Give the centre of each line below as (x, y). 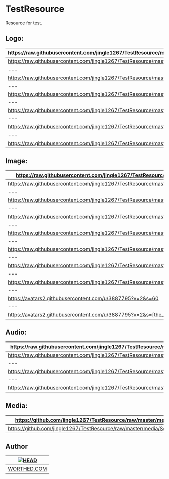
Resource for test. (24, 23)
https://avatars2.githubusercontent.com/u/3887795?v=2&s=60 (83, 298)
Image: (16, 161)
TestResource (35, 9)
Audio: (16, 332)
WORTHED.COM (27, 469)
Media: (16, 406)
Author (16, 446)
